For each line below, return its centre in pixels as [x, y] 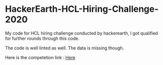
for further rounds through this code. [42, 38]
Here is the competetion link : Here [40, 57]
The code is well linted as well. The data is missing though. [65, 48]
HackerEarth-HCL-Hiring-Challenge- [82, 9]
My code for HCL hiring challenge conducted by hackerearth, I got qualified [81, 33]
